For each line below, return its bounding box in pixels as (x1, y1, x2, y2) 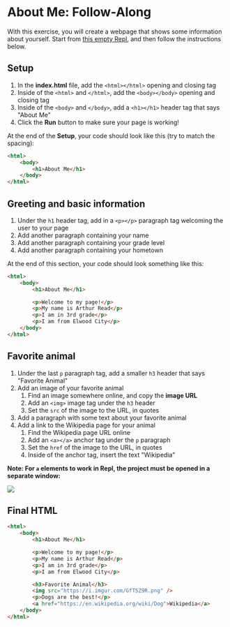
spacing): (7, 139, 35, 147)
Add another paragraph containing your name (17, 231, 149, 239)
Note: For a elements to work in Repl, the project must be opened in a (7, 464, 210, 472)
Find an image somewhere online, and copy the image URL (27, 391, 197, 399)
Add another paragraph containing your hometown (17, 246, 164, 254)
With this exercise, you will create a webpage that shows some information (7, 27, 222, 36)
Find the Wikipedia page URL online (27, 428, 131, 436)
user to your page (17, 223, 69, 232)
